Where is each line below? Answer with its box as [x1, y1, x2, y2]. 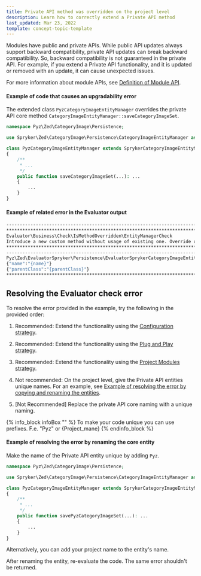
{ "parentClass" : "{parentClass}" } [6, 266, 90, 272]
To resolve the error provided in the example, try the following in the [6, 304, 174, 311]
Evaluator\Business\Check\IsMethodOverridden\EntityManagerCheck [6, 233, 172, 239]
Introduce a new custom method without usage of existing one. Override [6, 238, 191, 244]
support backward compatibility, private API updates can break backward [6, 48, 188, 56]
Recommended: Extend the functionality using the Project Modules [14, 358, 180, 365]
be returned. [6, 564, 37, 571]
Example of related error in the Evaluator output [6, 208, 127, 216]
